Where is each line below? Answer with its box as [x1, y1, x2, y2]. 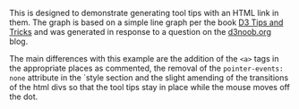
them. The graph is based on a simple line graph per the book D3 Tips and [9, 17, 284, 28]
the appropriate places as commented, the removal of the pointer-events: [9, 63, 284, 73]
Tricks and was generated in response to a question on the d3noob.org [9, 27, 271, 37]
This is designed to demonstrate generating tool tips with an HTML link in [9, 8, 279, 18]
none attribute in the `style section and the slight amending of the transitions [9, 72, 289, 83]
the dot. [9, 91, 38, 102]
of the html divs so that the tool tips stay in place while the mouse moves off [9, 82, 291, 92]
